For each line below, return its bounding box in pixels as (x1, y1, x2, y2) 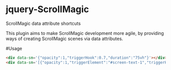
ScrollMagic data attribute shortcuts (6, 20, 81, 26)
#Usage (6, 45, 22, 51)
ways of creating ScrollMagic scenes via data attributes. (6, 36, 123, 42)
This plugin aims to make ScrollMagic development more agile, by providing (6, 30, 164, 36)
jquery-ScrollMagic (6, 4, 89, 15)
